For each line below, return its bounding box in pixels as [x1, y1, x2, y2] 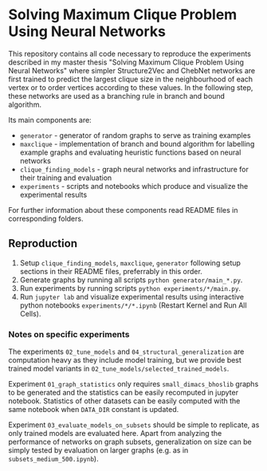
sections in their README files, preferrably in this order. [19, 266, 203, 276]
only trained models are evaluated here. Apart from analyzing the [8, 429, 222, 438]
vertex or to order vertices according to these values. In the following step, [8, 82, 253, 92]
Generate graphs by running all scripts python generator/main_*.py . [19, 275, 243, 285]
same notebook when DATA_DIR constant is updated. [8, 405, 179, 414]
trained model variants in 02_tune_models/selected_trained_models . [8, 364, 230, 374]
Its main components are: [8, 115, 92, 124]
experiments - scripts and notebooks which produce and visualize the [19, 181, 249, 190]
